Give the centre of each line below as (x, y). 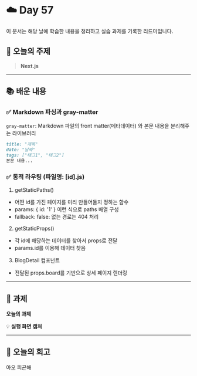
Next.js (30, 66)
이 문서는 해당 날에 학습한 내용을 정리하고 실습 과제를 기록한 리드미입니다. (90, 31)
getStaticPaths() (34, 190)
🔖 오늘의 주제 (28, 51)
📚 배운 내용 (26, 91)
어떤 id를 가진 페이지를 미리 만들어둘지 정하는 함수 (72, 202)
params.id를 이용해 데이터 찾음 (50, 248)
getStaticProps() (34, 229)
